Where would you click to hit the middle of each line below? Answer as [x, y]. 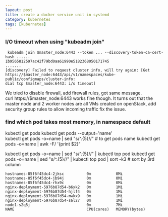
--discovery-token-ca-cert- [134, 52]
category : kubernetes [28, 19]
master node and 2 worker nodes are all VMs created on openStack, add [81, 103]
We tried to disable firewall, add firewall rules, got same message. [74, 93]
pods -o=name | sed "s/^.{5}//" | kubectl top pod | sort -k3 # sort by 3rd [80, 159]
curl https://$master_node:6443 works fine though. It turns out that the [79, 98]
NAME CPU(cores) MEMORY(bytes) [75, 209]
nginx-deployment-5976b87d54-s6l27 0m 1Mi [64, 200]
